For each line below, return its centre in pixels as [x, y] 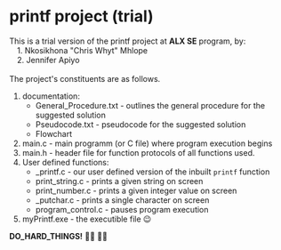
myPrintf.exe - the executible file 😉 [87, 219]
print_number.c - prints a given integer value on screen [136, 190]
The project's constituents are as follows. [85, 78]
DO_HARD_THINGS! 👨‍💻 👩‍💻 [59, 236]
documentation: [51, 96]
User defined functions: [65, 162]
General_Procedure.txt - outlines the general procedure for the [150, 105]
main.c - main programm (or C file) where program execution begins [147, 143]
